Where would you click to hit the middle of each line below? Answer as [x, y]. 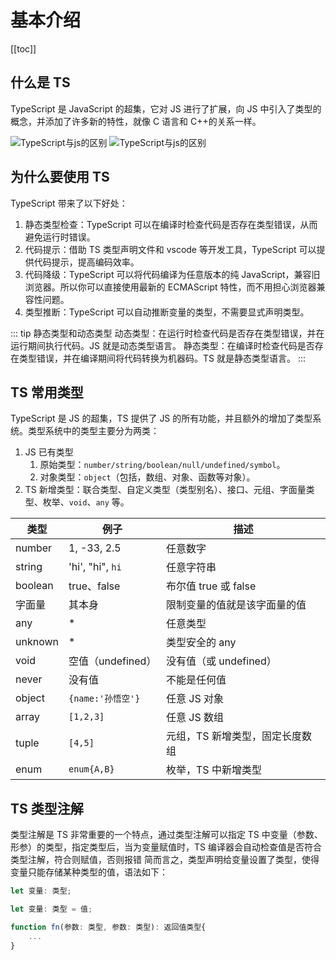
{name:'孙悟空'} [104, 699]
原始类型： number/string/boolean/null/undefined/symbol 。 [162, 465]
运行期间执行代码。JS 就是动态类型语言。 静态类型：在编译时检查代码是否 [162, 345]
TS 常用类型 [47, 392]
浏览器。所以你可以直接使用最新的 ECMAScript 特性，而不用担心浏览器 [170, 287]
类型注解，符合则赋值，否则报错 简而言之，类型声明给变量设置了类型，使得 [165, 860]
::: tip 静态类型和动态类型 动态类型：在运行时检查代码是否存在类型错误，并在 [167, 333]
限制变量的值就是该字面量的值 [236, 605]
